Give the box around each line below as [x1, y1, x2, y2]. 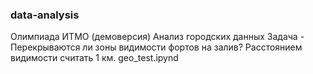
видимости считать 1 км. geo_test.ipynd [10, 52, 179, 64]
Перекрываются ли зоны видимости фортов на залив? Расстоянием [10, 41, 303, 53]
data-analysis [10, 8, 80, 22]
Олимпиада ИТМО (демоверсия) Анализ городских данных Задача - [10, 31, 305, 43]
